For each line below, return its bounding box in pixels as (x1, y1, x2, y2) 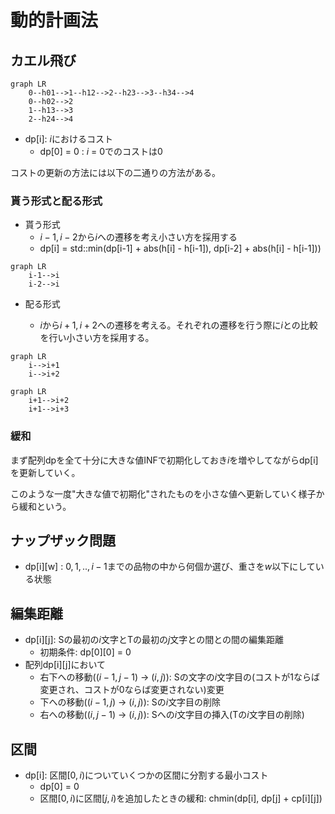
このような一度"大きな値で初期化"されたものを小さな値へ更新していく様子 (10, 487, 317, 500)
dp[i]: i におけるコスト (24, 133, 113, 145)
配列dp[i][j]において (24, 659, 107, 671)
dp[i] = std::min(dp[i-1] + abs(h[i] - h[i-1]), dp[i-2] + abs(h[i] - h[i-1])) (39, 242, 322, 255)
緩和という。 (18, 500, 72, 512)
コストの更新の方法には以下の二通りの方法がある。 (10, 167, 221, 178)
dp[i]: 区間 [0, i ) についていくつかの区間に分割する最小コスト (24, 769, 269, 781)
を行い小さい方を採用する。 (39, 332, 155, 344)
